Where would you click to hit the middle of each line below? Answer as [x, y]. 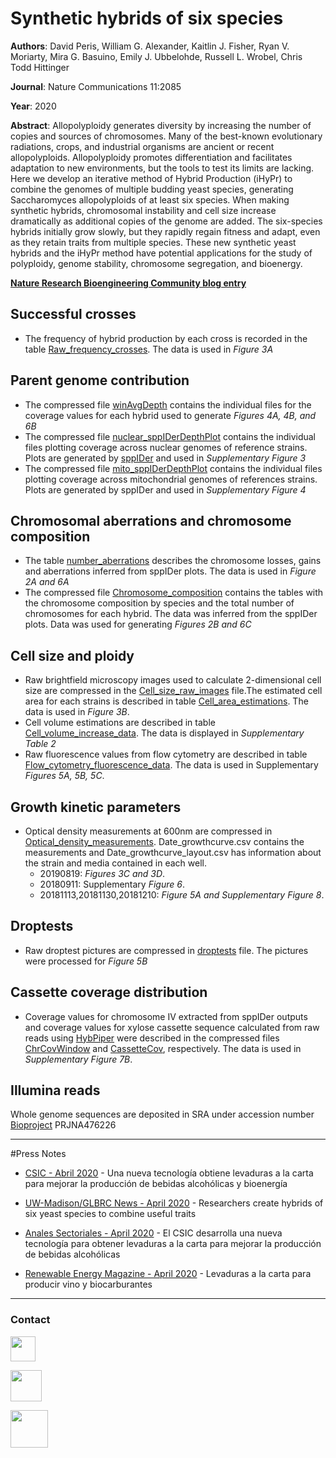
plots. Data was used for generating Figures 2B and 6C [138, 624]
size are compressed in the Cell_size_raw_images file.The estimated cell [173, 691]
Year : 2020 [33, 106]
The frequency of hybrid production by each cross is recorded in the [166, 338]
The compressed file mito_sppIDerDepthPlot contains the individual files [173, 468]
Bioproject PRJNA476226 [63, 1125]
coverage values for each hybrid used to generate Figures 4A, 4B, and [170, 415]
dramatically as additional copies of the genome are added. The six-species [166, 221]
